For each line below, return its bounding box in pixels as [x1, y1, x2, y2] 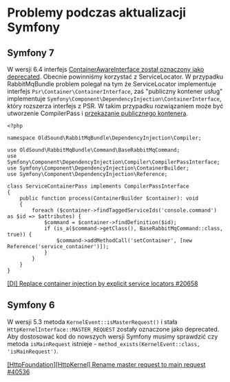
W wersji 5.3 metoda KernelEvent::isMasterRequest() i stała [7, 317, 178, 325]
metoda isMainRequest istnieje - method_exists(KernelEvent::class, [7, 339, 200, 348]
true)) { [7, 231, 32, 238]
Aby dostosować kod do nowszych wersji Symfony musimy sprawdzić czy [7, 332, 218, 341]
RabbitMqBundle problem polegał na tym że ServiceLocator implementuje [7, 80, 217, 88]
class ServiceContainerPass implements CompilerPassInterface [7, 183, 189, 190]
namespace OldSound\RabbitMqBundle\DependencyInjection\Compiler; [7, 134, 202, 141]
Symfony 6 [7, 299, 55, 311]
